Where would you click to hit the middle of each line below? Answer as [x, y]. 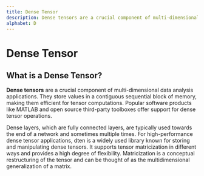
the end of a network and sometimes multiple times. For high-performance [100, 134]
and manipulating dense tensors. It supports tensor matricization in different [101, 147]
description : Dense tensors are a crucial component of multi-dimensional [103, 18]
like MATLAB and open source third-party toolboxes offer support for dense [101, 109]
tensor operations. [29, 116]
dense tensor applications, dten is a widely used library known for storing [98, 141]
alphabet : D [21, 23]
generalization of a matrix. [39, 166]
